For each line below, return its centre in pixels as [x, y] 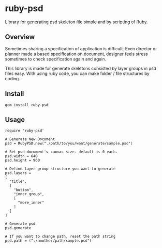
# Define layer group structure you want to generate [60, 169]
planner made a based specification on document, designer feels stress [77, 54]
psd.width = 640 [21, 156]
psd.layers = [18, 173]
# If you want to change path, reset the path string [60, 237]
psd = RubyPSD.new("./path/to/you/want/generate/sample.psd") [69, 144]
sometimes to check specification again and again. [56, 59]
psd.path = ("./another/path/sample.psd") [48, 241]
